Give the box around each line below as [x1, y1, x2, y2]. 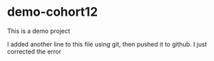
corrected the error [7, 47, 62, 56]
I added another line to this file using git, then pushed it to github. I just [7, 40, 208, 48]
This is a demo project [7, 27, 71, 35]
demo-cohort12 [7, 4, 98, 20]
